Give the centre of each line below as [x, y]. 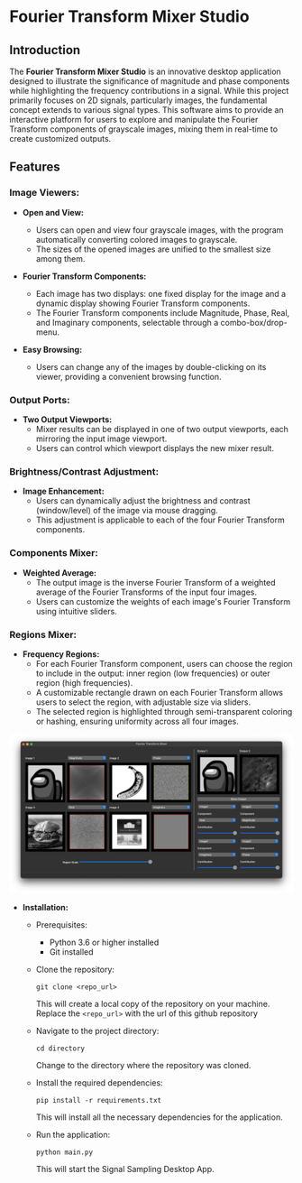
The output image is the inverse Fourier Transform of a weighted [156, 582]
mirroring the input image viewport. [101, 439]
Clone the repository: [75, 970]
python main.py [64, 1152]
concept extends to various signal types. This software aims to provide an [146, 110]
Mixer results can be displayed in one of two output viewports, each [162, 429]
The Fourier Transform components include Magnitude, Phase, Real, [163, 312]
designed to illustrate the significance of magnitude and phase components [150, 81]
